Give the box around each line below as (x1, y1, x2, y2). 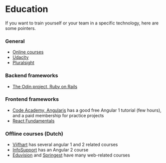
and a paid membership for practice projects (12, 112, 104, 118)
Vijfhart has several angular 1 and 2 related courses (12, 142, 118, 148)
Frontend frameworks (5, 96, 59, 103)
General (5, 37, 25, 44)
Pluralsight (12, 60, 35, 66)
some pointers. (5, 25, 36, 31)
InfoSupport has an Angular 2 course (12, 147, 89, 153)
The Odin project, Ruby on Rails (12, 83, 78, 89)
